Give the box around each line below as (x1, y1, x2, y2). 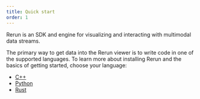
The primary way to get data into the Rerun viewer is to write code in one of (6, 49, 194, 56)
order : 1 (6, 14, 28, 20)
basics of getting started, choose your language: (6, 61, 127, 69)
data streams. (6, 37, 40, 44)
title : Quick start (6, 8, 55, 15)
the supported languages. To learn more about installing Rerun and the (6, 55, 182, 62)
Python (14, 79, 33, 87)
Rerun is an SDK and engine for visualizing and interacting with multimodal (6, 31, 192, 38)
